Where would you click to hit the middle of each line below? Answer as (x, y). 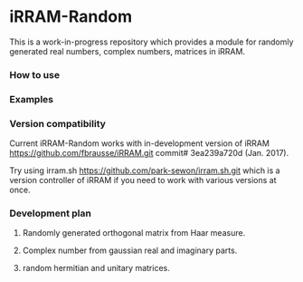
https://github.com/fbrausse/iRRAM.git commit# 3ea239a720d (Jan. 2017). (149, 153)
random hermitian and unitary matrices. (96, 268)
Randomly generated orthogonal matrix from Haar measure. (134, 233)
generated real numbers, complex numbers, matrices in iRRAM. (128, 51)
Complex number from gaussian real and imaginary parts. (130, 250)
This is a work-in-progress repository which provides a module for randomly (151, 42)
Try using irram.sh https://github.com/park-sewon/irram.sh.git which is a (145, 170)
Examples (32, 99)
